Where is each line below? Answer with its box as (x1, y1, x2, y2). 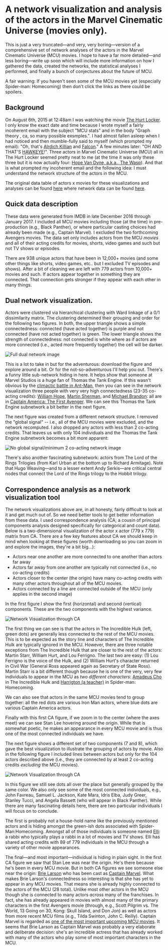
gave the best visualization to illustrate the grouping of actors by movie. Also (5, 746, 163, 752)
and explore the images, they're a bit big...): (5, 544, 95, 550)
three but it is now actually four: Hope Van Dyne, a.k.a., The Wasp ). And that (5, 160, 163, 166)
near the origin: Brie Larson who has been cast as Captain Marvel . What (5, 870, 154, 877)
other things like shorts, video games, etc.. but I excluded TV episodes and (5, 260, 160, 266)
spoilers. (5, 89, 23, 95)
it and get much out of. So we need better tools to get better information (5, 512, 154, 518)
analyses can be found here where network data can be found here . (5, 185, 146, 191)
